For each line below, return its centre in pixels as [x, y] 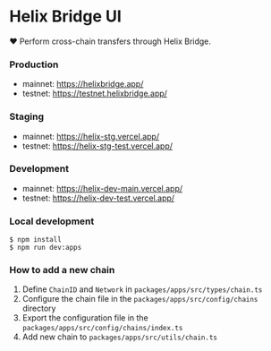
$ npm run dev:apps [46, 248]
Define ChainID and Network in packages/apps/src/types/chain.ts [142, 289]
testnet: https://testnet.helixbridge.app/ [95, 94]
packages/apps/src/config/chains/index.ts [102, 329]
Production [34, 64]
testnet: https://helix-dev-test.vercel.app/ [98, 198]
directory [39, 308]
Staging [27, 116]
